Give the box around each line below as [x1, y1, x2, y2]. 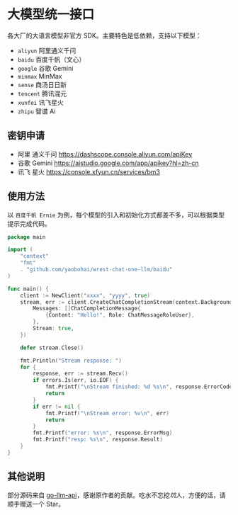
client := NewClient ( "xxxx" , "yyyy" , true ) [20, 292, 151, 299]
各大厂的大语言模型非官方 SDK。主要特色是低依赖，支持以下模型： [7, 31, 202, 40]
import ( [7, 246, 33, 254]
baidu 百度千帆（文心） [17, 55, 86, 64]
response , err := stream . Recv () [33, 370, 129, 378]
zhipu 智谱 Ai [17, 107, 56, 115]
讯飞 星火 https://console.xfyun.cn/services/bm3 [17, 167, 161, 176]
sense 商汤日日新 [17, 80, 67, 89]
